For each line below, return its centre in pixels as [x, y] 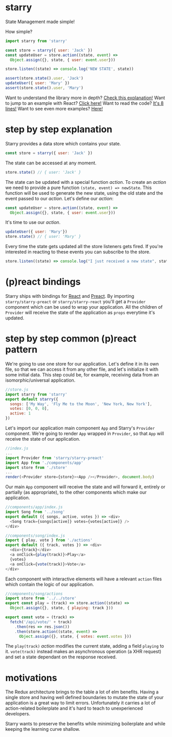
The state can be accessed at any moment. [51, 163]
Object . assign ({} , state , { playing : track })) [62, 608]
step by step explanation [59, 129]
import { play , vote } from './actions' [49, 540]
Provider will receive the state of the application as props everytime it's [80, 312]
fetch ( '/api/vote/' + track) [41, 622]
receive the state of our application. [43, 439]
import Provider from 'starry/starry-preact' [55, 458]
